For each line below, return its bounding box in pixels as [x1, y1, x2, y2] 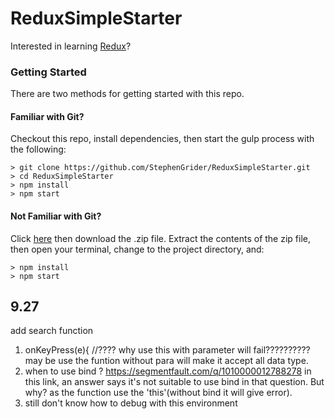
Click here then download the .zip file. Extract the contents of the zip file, [10, 232, 311, 244]
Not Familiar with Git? [10, 210, 102, 222]
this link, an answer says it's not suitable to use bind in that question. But [24, 376, 325, 388]
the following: [10, 143, 67, 156]
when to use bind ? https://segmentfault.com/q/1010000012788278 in [24, 365, 312, 377]
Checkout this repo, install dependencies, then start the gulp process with [10, 133, 315, 145]
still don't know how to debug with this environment [24, 397, 238, 409]
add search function [10, 325, 94, 337]
